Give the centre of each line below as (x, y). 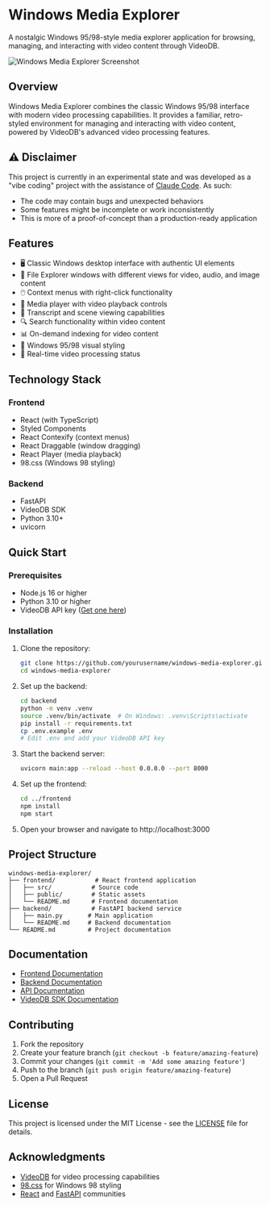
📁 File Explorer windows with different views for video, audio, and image (140, 275)
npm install (40, 807)
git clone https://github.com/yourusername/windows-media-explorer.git (143, 663)
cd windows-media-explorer (65, 671)
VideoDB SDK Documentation (69, 999)
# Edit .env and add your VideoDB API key (92, 739)
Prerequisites (35, 575)
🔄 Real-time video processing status (80, 354)
